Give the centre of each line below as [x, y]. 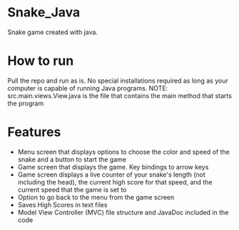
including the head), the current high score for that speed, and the [115, 182]
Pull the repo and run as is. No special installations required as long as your [118, 80]
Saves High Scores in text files [62, 204]
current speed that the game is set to [72, 189]
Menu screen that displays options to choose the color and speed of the [124, 152]
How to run [41, 61]
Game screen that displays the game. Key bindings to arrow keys [113, 167]
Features [34, 132]
